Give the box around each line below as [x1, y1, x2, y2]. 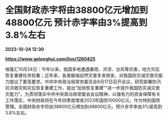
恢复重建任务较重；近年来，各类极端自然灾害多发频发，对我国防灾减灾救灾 [5, 72, 158, 78]
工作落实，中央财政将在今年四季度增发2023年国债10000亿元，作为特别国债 [5, 97, 160, 103]
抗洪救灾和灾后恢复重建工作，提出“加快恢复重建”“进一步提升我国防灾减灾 [5, 85, 156, 91]
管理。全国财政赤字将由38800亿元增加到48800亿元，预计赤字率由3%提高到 [5, 103, 162, 110]
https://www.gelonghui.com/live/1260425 [5, 56, 96, 62]
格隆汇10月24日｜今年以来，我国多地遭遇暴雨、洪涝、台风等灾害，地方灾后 [5, 66, 160, 72]
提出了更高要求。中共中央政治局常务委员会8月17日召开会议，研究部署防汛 [9, 78, 161, 85]
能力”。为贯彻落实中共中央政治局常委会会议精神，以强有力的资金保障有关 [9, 91, 161, 97]
